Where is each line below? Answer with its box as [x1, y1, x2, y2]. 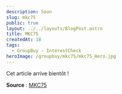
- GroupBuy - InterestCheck [11, 48, 82, 54]
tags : [6, 43, 20, 48]
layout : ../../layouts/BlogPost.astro [6, 25, 103, 32]
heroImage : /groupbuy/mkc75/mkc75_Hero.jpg [6, 53, 117, 59]
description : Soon [6, 8, 52, 15]
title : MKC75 [6, 31, 39, 37]
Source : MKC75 [6, 81, 47, 89]
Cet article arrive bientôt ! [6, 69, 69, 77]
